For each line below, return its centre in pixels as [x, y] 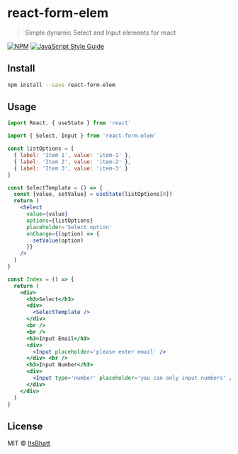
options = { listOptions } [59, 221]
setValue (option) [58, 240]
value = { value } [47, 214]
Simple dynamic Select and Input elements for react [100, 33]
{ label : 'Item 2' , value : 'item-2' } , [73, 162]
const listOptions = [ [41, 149]
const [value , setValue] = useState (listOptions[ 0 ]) [93, 194]
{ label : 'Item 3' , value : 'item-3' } [71, 168]
